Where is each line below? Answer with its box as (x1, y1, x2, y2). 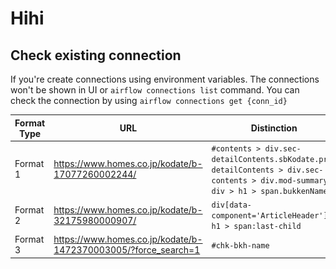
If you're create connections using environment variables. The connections (10, 73, 320, 85)
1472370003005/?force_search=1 (53, 244, 201, 256)
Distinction (250, 122, 298, 134)
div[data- (211, 200, 252, 210)
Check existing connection (10, 47, 182, 64)
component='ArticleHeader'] (211, 211, 328, 221)
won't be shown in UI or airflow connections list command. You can (10, 84, 300, 96)
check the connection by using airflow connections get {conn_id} (10, 95, 288, 106)
